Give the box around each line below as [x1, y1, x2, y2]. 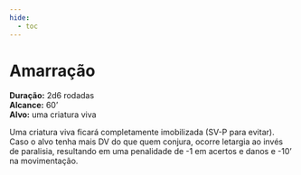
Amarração [9, 60, 96, 81]
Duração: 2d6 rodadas [9, 90, 95, 101]
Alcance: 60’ [9, 100, 59, 111]
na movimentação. [9, 155, 79, 167]
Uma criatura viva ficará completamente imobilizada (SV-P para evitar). [9, 127, 275, 138]
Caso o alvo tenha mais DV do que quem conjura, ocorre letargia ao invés [9, 136, 284, 147]
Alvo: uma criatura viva [9, 109, 97, 120]
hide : [9, 13, 30, 23]
